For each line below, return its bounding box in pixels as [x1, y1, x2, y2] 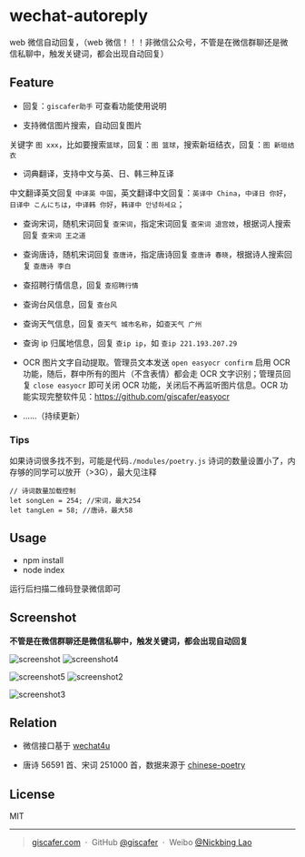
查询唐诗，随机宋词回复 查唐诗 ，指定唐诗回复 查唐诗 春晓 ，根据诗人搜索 [22, 248, 284, 259]
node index [22, 564, 65, 575]
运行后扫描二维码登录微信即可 [9, 583, 121, 594]
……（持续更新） [22, 410, 84, 421]
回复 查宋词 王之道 [22, 229, 86, 240]
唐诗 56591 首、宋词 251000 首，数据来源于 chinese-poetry [22, 760, 246, 771]
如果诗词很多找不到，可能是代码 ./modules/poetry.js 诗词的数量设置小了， [9, 456, 288, 467]
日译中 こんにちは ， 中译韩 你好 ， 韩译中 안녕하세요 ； [9, 198, 185, 209]
